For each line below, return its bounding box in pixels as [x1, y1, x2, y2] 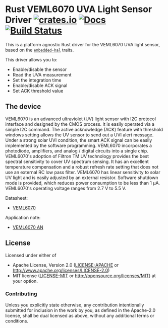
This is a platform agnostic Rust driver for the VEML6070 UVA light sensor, [5, 41, 160, 47]
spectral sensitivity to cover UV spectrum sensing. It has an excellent [5, 158, 149, 165]
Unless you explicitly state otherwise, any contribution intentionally [5, 302, 144, 308]
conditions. [5, 318, 29, 324]
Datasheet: [5, 195, 28, 201]
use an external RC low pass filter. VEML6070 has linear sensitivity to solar [5, 169, 160, 175]
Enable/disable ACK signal [12, 82, 68, 89]
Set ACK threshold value [12, 88, 64, 94]
